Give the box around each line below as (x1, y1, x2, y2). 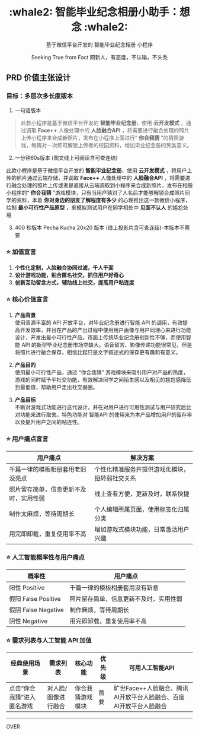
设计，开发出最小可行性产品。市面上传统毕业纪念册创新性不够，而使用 (14, 334, 187, 341)
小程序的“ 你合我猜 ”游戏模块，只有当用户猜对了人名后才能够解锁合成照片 (6, 189, 185, 196)
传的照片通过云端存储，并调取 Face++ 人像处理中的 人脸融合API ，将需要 (6, 174, 185, 181)
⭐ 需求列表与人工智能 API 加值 (6, 636, 92, 644)
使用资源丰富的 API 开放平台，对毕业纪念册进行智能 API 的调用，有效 (14, 319, 183, 327)
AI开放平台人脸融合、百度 (113, 693, 185, 701)
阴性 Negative (9, 617, 48, 625)
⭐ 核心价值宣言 (6, 295, 49, 303)
